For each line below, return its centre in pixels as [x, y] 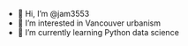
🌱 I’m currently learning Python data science [98, 32]
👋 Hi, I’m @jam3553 [53, 14]
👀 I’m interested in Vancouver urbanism [89, 23]
